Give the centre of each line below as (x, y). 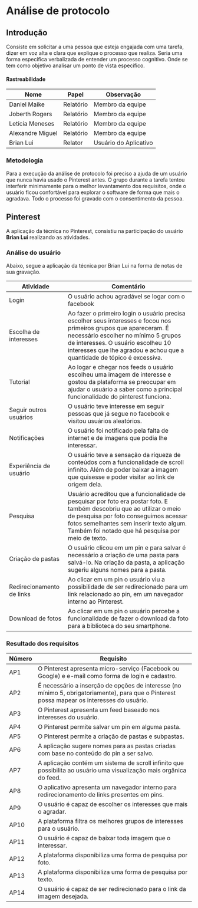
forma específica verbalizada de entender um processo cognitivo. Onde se (97, 59)
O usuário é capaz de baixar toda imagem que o (104, 838)
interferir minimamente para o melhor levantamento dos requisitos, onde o (96, 186)
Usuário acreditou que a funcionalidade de (126, 494)
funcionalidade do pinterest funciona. (119, 396)
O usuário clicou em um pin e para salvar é (127, 548)
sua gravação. (24, 272)
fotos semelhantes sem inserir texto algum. (127, 523)
